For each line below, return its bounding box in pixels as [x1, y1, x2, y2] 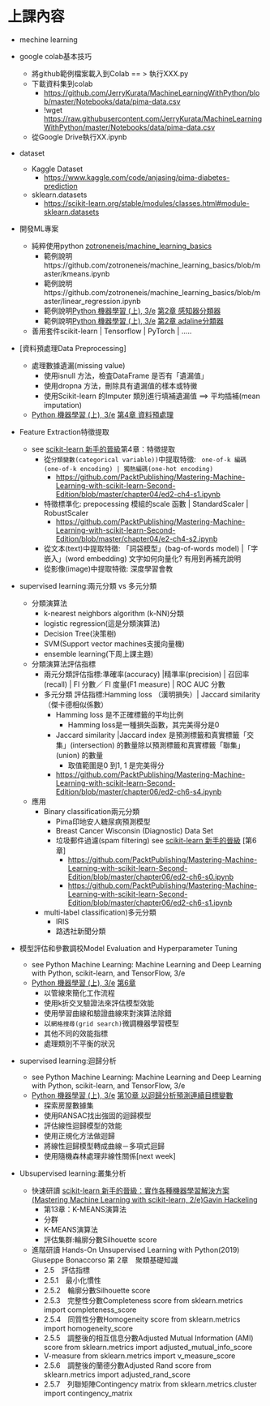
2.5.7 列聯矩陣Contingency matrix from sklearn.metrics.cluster [43, 1379, 257, 1389]
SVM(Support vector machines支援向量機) [43, 638, 186, 649]
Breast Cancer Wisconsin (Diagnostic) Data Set [55, 825, 214, 835]
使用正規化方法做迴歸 [43, 1130, 115, 1140]
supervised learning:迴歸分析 [19, 1056, 117, 1065]
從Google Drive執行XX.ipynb [31, 131, 127, 142]
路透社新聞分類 [55, 926, 106, 936]
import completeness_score [43, 1305, 137, 1314]
